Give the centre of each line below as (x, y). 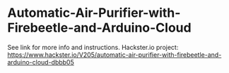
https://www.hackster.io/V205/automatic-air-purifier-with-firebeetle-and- (114, 55)
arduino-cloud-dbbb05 (41, 62)
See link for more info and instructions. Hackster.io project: (93, 47)
